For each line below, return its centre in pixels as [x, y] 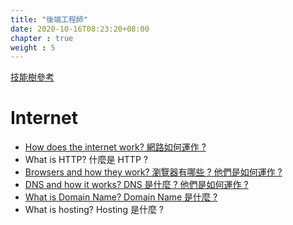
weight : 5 [33, 47]
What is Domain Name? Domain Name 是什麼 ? [121, 197]
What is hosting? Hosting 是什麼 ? [94, 210]
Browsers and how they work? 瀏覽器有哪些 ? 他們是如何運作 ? [153, 172]
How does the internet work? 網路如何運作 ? [115, 147]
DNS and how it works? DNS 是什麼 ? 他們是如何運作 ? [136, 185]
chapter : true [42, 38]
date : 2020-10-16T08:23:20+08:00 [80, 29]
